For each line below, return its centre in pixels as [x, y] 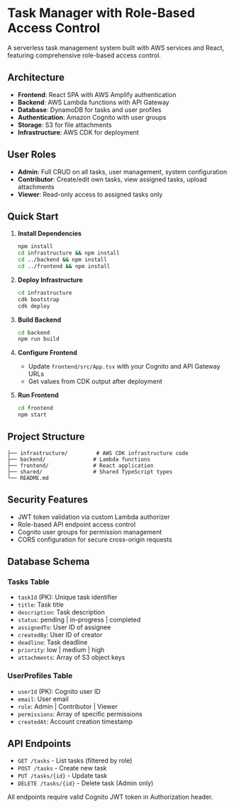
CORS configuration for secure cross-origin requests [95, 539]
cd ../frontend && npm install [64, 266]
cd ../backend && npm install [62, 260]
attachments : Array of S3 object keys [71, 658]
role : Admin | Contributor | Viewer [68, 706]
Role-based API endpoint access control [77, 524]
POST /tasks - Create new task [62, 768]
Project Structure [46, 437]
